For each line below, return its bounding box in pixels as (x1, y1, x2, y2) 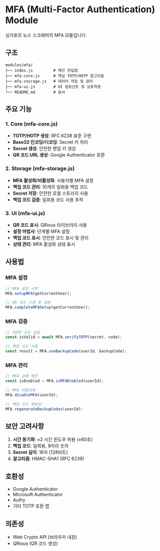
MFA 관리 (5, 362, 28, 369)
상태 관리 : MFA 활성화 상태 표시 (12, 241, 75, 247)
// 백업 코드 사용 (5, 344, 38, 349)
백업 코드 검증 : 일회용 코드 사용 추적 (12, 196, 83, 203)
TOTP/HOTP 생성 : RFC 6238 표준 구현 (12, 133, 92, 139)
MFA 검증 (5, 318, 28, 325)
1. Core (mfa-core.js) (5, 120, 58, 128)
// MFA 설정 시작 (5, 286, 38, 291)
